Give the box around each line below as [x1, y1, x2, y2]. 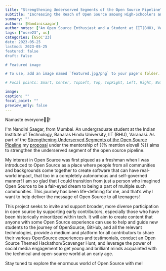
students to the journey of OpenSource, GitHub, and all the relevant [5, 224, 142, 230]
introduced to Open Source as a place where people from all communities [5, 162, 156, 168]
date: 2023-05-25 [5, 40, 41, 45]
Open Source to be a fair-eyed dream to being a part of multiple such [5, 183, 146, 189]
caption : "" [5, 94, 30, 99]
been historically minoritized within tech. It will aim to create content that [5, 214, 153, 219]
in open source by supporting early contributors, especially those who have [5, 209, 159, 215]
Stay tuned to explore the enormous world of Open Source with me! [5, 260, 143, 266]
